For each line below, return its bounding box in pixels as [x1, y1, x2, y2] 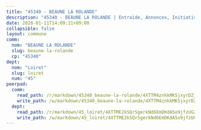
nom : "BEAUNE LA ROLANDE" [11, 43, 77, 49]
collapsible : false [6, 25, 55, 32]
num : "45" [11, 75, 36, 81]
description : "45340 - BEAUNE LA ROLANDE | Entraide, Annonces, [6, 14, 170, 20]
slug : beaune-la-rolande [11, 48, 74, 54]
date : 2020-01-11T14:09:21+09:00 [6, 20, 90, 26]
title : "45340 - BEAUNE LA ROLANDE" [6, 8, 98, 15]
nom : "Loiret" [11, 64, 47, 71]
